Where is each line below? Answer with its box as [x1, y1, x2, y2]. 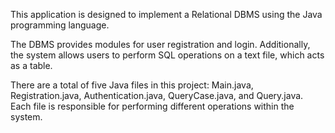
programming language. [10, 19, 110, 31]
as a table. [10, 60, 53, 71]
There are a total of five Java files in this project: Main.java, [10, 79, 254, 91]
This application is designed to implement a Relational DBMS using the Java [10, 9, 323, 20]
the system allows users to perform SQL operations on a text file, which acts [10, 49, 325, 61]
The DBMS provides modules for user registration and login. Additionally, [10, 39, 311, 50]
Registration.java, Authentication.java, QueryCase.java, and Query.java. [10, 90, 304, 101]
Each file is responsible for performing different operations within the [10, 100, 295, 112]
